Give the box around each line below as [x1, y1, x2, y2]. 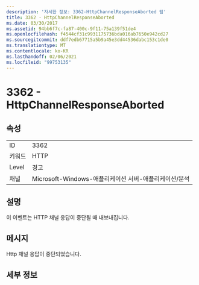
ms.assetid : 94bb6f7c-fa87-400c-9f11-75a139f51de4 [6, 25, 136, 32]
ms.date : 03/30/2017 [6, 20, 58, 26]
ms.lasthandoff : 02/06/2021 [6, 54, 77, 60]
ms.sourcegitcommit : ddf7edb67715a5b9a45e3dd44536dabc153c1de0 [6, 37, 169, 43]
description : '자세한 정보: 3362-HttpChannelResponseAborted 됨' [6, 8, 166, 15]
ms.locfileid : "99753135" [6, 59, 71, 65]
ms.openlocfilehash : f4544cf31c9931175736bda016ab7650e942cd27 [6, 31, 169, 37]
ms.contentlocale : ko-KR [6, 48, 69, 54]
